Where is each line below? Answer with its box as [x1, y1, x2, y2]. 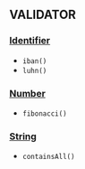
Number [9, 87, 47, 99]
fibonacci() [21, 108, 67, 118]
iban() [21, 56, 47, 66]
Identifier [9, 34, 51, 47]
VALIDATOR [9, 7, 76, 23]
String [9, 130, 38, 143]
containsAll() [21, 153, 75, 162]
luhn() [21, 66, 47, 75]
